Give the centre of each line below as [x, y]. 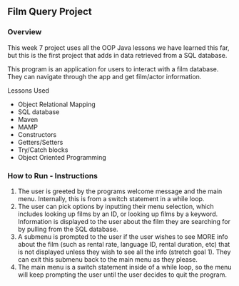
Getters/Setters [40, 142]
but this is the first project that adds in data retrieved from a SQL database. [117, 55]
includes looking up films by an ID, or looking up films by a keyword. [118, 214]
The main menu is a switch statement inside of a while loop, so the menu [124, 267]
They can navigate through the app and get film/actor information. [105, 76]
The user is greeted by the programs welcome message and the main [120, 191]
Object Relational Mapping [57, 104]
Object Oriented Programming [62, 157]
